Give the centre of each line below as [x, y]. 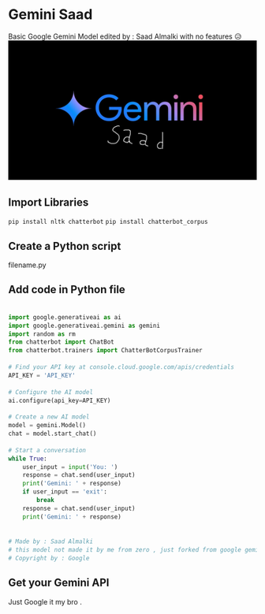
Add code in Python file [67, 290]
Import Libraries [49, 202]
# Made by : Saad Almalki [50, 541]
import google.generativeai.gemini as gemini [84, 326]
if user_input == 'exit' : [65, 492]
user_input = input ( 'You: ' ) [70, 467]
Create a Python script [65, 246]
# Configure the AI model [50, 392]
